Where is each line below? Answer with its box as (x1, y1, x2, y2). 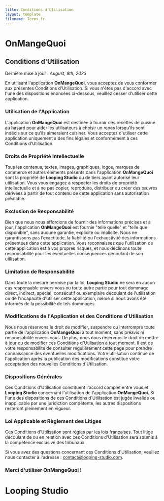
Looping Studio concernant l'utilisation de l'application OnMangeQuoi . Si (5, 390, 154, 396)
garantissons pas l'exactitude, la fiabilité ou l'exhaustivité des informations (5, 235, 156, 241)
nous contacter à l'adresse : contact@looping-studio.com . (5, 455, 124, 460)
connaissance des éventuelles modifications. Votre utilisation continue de (5, 350, 154, 356)
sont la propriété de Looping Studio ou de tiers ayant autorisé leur (5, 174, 139, 181)
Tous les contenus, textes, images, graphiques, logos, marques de (5, 164, 140, 170)
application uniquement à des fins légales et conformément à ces (5, 135, 138, 141)
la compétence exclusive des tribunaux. (5, 440, 86, 446)
